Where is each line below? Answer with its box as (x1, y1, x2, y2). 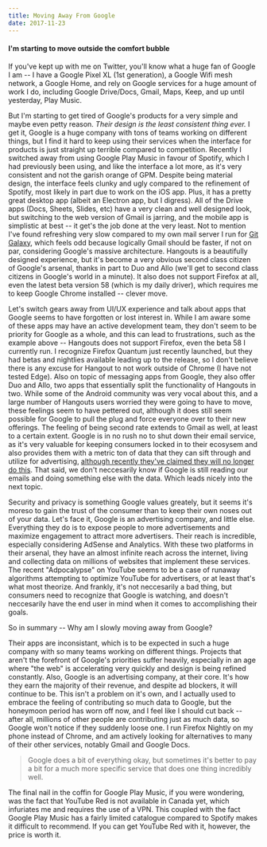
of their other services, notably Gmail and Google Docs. (8, 739, 191, 749)
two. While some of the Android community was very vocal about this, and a (8, 388, 258, 398)
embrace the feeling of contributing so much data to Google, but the (8, 697, 232, 707)
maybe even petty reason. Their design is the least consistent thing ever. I (8, 119, 250, 128)
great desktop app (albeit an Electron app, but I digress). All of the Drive (8, 195, 244, 205)
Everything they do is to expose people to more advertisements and (8, 523, 230, 532)
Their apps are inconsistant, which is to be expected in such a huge (8, 638, 230, 648)
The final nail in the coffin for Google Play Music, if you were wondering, (8, 787, 245, 797)
